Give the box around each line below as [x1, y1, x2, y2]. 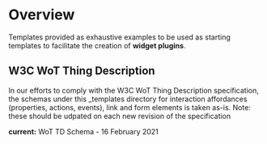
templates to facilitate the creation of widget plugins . [8, 40, 186, 50]
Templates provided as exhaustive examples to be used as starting [8, 32, 231, 42]
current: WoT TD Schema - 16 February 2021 [8, 126, 159, 136]
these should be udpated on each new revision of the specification [8, 111, 231, 121]
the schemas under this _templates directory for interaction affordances [8, 94, 248, 104]
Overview [8, 6, 75, 24]
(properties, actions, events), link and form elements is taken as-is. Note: [8, 102, 251, 112]
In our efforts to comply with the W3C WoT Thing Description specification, [8, 85, 259, 95]
